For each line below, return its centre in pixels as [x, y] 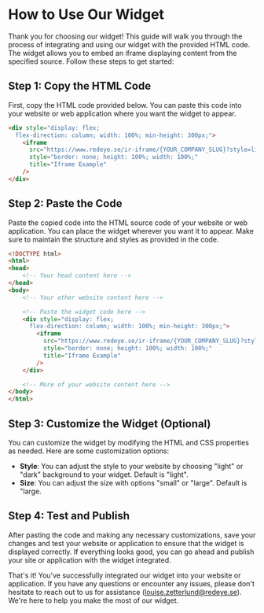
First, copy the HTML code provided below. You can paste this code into [125, 105]
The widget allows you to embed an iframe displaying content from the [123, 53]
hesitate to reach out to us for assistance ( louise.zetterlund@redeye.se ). [125, 592]
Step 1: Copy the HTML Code [80, 86]
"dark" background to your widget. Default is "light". [104, 475]
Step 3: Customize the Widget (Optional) [110, 424]
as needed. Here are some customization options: [89, 451]
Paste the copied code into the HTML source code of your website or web [128, 223]
